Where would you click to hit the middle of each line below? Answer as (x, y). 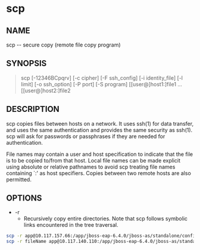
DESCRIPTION (33, 109)
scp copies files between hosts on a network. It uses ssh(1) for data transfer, (100, 123)
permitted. (19, 179)
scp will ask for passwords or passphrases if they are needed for (86, 136)
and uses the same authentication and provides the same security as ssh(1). (99, 130)
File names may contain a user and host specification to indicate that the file (100, 154)
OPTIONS (24, 198)
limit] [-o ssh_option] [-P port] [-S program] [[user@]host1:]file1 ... (101, 84)
